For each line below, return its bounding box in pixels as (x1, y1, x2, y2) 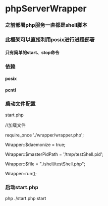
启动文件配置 (5, 100, 36, 107)
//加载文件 (5, 122, 26, 128)
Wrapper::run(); (5, 171, 37, 177)
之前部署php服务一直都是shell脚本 (5, 22, 88, 29)
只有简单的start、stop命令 (5, 49, 59, 55)
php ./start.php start (5, 196, 46, 202)
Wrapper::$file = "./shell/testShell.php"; (5, 161, 86, 167)
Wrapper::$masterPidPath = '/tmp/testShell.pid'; (5, 151, 104, 157)
